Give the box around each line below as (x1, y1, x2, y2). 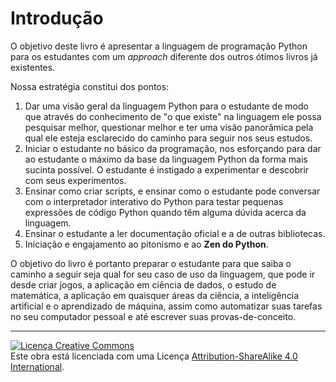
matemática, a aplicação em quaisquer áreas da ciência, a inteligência (10, 289, 300, 301)
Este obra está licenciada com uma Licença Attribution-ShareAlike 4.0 (10, 350, 298, 362)
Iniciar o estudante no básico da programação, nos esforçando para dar (24, 142, 322, 154)
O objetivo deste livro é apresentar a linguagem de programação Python (10, 40, 308, 52)
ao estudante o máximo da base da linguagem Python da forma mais (24, 153, 308, 165)
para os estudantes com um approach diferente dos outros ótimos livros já (10, 50, 318, 62)
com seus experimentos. (24, 174, 127, 186)
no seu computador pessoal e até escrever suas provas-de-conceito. (10, 310, 297, 322)
